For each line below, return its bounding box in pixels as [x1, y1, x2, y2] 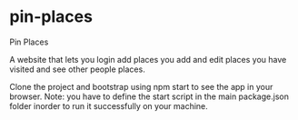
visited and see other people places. [9, 64, 145, 75]
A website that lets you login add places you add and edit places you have [9, 54, 287, 65]
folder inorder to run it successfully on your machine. [9, 100, 209, 111]
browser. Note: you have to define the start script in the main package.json [9, 91, 289, 102]
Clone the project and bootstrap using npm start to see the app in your [9, 81, 273, 92]
